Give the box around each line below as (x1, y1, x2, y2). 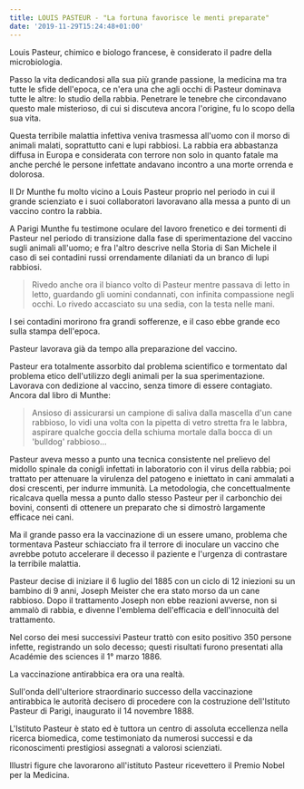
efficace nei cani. (9, 511, 74, 522)
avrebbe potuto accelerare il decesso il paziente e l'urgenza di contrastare (9, 548, 288, 559)
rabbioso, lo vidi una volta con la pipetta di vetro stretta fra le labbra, (31, 416, 288, 427)
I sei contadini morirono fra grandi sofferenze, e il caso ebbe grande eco (9, 316, 280, 326)
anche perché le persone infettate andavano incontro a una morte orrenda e (9, 159, 294, 170)
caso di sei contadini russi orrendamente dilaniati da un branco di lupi (9, 251, 270, 263)
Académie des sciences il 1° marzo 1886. (9, 650, 162, 662)
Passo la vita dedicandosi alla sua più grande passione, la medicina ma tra (9, 73, 288, 84)
